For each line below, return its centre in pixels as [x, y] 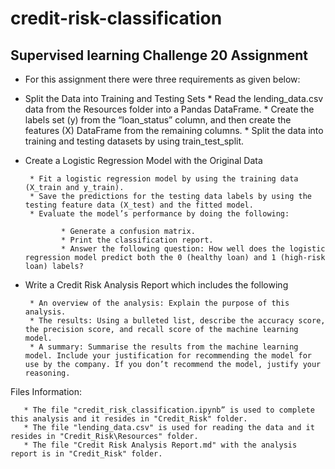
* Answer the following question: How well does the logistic [193, 249]
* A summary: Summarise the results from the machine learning [164, 347]
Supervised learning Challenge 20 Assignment [159, 55]
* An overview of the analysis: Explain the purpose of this [159, 303]
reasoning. [47, 373]
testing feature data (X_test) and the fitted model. [139, 205]
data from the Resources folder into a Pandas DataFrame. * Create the [169, 109]
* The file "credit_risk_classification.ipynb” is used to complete [169, 410]
